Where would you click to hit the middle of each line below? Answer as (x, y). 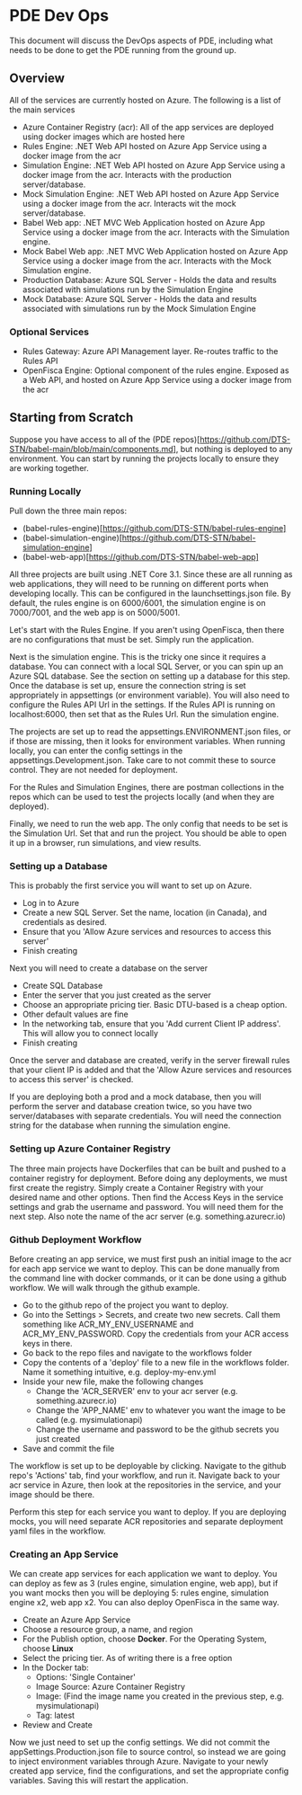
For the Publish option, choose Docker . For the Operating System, (144, 1639)
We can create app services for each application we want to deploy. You (143, 1574)
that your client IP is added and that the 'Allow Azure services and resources (151, 1070)
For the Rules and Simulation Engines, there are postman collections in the (147, 787)
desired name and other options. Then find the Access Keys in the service (147, 1197)
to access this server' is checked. (71, 1080)
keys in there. (48, 1344)
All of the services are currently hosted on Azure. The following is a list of (145, 100)
